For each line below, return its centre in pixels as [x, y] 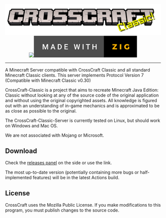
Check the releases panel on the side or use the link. [59, 163]
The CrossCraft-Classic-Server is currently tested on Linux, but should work [83, 121]
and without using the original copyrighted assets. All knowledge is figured [81, 101]
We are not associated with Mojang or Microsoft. [55, 135]
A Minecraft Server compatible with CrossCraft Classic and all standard [78, 70]
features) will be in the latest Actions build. [76, 178]
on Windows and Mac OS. [32, 126]
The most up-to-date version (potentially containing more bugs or [72, 172]
